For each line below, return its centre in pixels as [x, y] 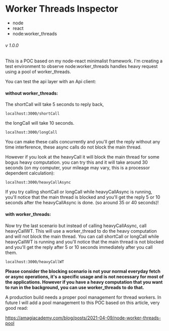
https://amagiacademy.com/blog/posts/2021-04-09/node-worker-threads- [83, 318]
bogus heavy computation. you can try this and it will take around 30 [76, 162]
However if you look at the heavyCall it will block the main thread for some [82, 157]
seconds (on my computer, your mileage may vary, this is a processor [78, 168]
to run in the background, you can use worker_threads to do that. [75, 287]
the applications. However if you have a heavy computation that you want [84, 282]
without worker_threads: [32, 93]
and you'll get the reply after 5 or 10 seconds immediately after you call [79, 247]
